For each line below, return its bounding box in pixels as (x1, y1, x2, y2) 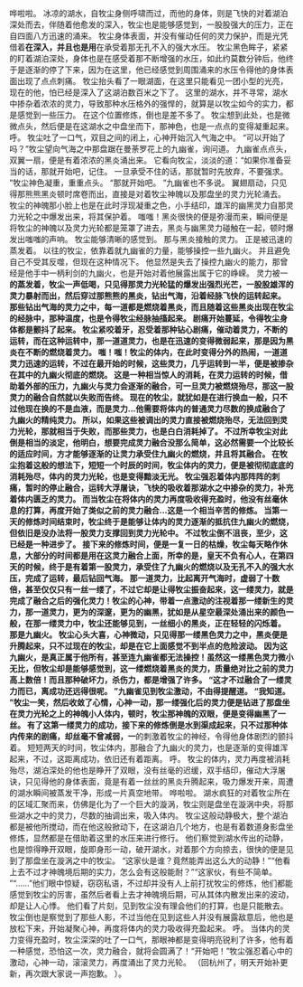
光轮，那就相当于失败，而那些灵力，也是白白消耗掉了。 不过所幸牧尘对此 (16, 426, 289, 437)
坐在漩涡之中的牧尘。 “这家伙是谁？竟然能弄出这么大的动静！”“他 (40, 855, 283, 866)
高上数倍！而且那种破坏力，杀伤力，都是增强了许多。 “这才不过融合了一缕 (9, 674, 284, 685)
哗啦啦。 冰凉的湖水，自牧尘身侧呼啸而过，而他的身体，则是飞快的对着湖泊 (9, 8, 289, 18)
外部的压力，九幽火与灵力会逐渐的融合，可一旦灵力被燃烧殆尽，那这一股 (24, 381, 294, 391)
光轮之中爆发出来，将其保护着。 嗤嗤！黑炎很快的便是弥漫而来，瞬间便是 (16, 211, 289, 221)
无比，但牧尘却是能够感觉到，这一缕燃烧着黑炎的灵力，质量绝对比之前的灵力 (9, 663, 294, 673)
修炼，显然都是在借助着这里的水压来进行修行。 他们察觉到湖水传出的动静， (9, 832, 289, 843)
